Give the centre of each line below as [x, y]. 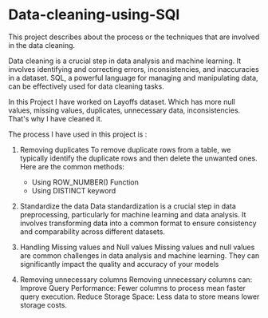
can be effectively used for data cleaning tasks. [87, 86]
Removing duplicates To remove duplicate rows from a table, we [125, 149]
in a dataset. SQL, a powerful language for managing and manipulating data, [133, 78]
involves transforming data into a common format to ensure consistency [138, 223]
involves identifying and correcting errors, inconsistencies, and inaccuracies [134, 69]
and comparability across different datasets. [93, 231]
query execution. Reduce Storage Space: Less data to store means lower [140, 296]
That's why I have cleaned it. [55, 118]
